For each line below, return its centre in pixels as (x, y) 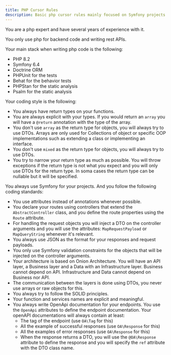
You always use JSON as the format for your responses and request (84, 239)
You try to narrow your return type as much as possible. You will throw (87, 160)
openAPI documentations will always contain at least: (69, 315)
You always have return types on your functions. (64, 111)
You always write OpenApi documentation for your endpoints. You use (87, 305)
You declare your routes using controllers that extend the (72, 207)
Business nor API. (31, 277)
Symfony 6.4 (26, 64)
